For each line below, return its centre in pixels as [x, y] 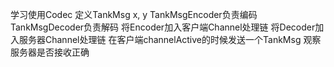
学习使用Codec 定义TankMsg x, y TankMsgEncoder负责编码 [134, 14]
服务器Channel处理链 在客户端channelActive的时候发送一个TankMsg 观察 [170, 39]
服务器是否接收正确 [50, 52]
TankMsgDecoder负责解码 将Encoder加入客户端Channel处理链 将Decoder [163, 27]
